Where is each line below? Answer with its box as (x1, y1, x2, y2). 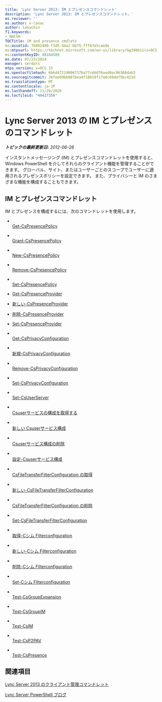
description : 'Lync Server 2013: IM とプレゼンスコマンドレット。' (5, 12, 134, 17)
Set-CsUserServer (12, 395, 49, 401)
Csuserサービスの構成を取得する (12, 410, 78, 416)
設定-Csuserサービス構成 (12, 456, 63, 462)
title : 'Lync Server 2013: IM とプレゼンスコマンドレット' (5, 7, 117, 12)
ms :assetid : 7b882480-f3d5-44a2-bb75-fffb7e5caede (5, 43, 110, 48)
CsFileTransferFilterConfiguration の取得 (12, 472, 93, 477)
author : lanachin (5, 25, 40, 30)
